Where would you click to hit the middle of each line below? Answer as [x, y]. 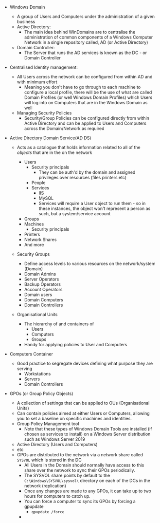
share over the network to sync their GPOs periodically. [80, 470]
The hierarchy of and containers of [59, 324]
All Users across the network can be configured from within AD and [85, 77]
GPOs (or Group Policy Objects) [41, 393]
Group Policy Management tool [48, 424]
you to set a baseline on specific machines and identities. [74, 419]
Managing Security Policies [44, 113]
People [38, 183]
